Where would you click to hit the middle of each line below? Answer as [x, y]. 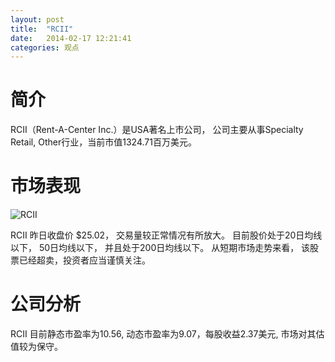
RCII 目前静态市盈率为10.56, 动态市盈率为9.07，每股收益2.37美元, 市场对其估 [167, 334]
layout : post [37, 19]
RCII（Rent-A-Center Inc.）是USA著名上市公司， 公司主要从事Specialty [157, 130]
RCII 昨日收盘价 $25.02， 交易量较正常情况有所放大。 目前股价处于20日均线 [166, 235]
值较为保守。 [36, 347]
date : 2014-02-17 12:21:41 [71, 38]
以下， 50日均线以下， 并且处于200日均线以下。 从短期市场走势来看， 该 [160, 248]
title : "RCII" [42, 29]
